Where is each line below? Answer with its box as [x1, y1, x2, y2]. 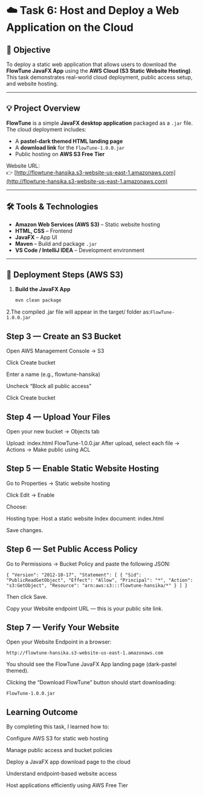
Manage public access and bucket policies [6, 747, 113, 754]
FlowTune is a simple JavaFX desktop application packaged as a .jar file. [6, 119, 193, 127]
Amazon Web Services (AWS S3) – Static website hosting [14, 220, 160, 228]
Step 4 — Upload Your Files [6, 412, 111, 422]
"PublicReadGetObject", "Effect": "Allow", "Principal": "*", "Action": [6, 577, 193, 583]
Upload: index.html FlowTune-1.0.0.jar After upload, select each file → [6, 439, 180, 447]
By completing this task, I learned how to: [6, 723, 110, 730]
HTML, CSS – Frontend [14, 227, 72, 234]
